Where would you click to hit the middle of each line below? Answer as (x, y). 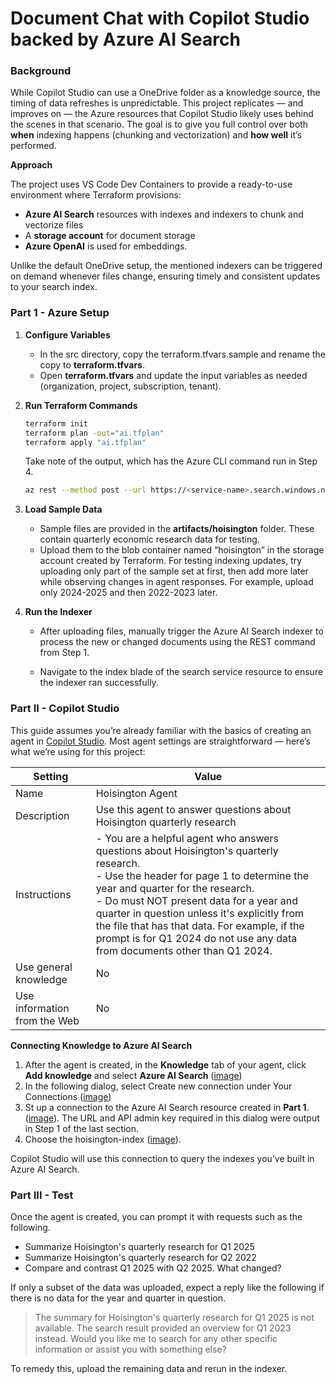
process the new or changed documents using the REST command (177, 642)
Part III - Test (42, 1195)
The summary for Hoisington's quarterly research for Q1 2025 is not (174, 1317)
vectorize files (54, 225)
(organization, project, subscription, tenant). (130, 386)
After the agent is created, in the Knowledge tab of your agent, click (165, 1064)
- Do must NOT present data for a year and (197, 900)
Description (42, 815)
